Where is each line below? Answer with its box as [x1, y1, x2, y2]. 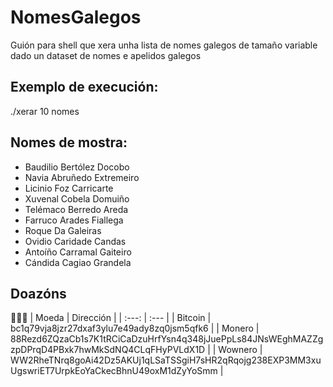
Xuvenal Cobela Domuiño [24, 192, 130, 205]
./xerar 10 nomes [10, 105, 80, 117]
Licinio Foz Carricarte [24, 182, 114, 194]
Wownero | [218, 344, 263, 356]
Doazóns [10, 285, 67, 302]
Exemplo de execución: [10, 79, 159, 96]
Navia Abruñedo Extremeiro [24, 171, 140, 183]
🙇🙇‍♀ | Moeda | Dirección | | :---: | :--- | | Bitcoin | [10, 312, 212, 324]
